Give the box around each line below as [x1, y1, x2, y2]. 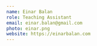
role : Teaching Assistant [6, 14, 72, 20]
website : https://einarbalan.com [6, 31, 91, 37]
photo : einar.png [6, 25, 50, 32]
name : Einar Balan [6, 8, 53, 15]
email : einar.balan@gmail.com [6, 20, 83, 26]
